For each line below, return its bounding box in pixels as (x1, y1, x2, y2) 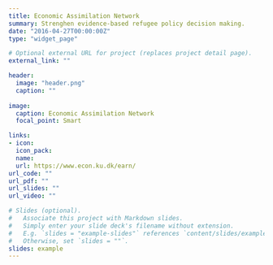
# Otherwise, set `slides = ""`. (8, 237, 129, 245)
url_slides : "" (8, 185, 60, 193)
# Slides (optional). (8, 206, 82, 215)
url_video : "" (8, 192, 57, 200)
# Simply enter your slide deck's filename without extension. (8, 221, 234, 230)
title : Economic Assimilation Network (8, 11, 140, 20)
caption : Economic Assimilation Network (15, 109, 154, 118)
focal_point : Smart (15, 117, 82, 125)
